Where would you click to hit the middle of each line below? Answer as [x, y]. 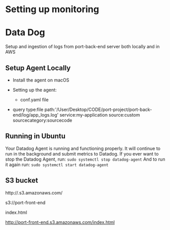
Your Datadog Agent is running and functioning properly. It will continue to [83, 148]
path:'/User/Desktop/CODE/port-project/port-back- [98, 109]
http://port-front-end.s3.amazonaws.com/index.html [60, 222]
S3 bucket [22, 181]
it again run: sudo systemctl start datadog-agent [57, 164]
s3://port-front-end [25, 202]
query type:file [28, 109]
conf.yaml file [35, 99]
